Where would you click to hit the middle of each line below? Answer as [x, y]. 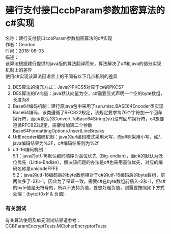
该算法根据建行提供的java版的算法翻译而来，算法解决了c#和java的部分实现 [83, 63]
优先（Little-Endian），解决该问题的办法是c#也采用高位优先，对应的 [88, 162]
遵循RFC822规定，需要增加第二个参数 [52, 125]
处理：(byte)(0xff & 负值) [39, 194]
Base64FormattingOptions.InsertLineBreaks [59, 130]
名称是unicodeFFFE [38, 169]
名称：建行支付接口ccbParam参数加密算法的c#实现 [59, 38]
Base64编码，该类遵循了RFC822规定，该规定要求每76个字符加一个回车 [88, 112]
